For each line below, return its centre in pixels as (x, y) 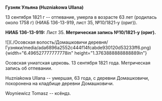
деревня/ (98, 42)
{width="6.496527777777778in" (39, 53)
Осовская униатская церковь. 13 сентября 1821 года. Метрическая (78, 63)
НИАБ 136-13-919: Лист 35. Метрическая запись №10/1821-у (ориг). (81, 32)
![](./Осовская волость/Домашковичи (46, 42)
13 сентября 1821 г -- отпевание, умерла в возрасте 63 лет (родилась (81, 17)
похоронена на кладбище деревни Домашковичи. (60, 83)
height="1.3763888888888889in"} (111, 53)
